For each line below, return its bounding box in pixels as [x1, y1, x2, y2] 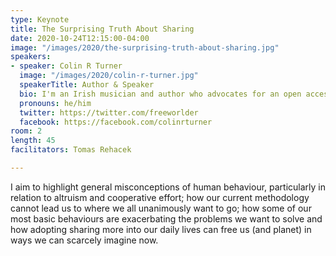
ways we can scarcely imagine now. [10, 234, 159, 246]
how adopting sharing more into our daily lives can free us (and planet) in [10, 223, 312, 235]
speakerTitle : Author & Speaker [19, 80, 155, 90]
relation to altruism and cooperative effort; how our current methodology [10, 191, 310, 203]
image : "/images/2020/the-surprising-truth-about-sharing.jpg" [10, 42, 280, 53]
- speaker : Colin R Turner [10, 61, 123, 71]
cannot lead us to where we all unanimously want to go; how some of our [10, 202, 312, 214]
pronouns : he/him [19, 98, 92, 108]
